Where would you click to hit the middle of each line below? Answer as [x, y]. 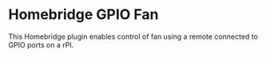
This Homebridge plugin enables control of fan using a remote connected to [133, 36]
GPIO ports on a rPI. [41, 44]
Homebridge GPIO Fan [83, 15]
